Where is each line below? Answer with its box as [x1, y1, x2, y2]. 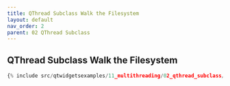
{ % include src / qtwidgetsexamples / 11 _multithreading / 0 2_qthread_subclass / [7, 72, 225, 79]
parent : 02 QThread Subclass [7, 29, 90, 36]
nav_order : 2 [7, 23, 44, 29]
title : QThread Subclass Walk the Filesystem [7, 10, 139, 17]
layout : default [7, 16, 53, 23]
